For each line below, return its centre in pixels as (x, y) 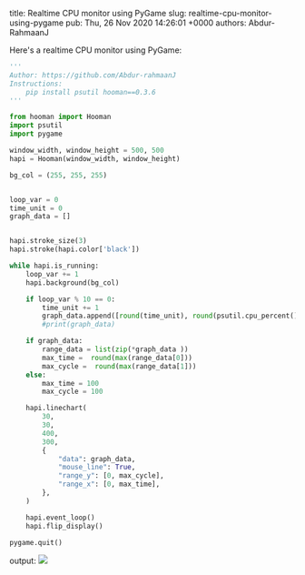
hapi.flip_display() (64, 526)
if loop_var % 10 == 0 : (71, 299)
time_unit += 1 (71, 308)
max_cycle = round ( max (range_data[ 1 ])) (119, 366)
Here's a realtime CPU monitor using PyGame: (96, 50)
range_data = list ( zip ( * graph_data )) (115, 349)
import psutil (36, 126)
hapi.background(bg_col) (73, 282)
